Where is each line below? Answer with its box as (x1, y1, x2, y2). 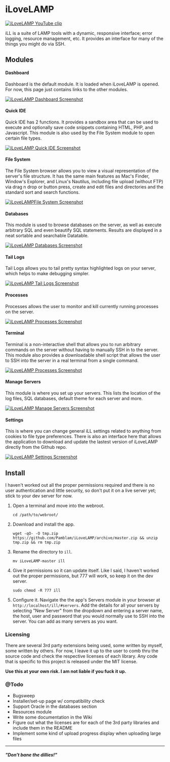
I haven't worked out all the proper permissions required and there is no (5, 482, 155, 488)
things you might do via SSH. (5, 40, 66, 47)
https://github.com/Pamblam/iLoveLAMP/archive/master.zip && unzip (12, 535, 158, 540)
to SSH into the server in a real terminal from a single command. (5, 357, 139, 363)
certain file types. (5, 135, 42, 141)
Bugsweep (12, 692, 35, 699)
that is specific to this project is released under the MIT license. (5, 659, 138, 665)
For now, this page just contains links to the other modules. (5, 86, 128, 92)
